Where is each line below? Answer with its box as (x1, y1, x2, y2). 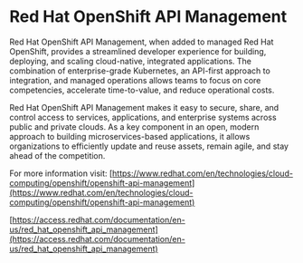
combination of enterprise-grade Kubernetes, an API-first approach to (9, 65, 271, 76)
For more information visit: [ (9, 168, 113, 179)
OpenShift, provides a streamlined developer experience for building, (9, 45, 267, 56)
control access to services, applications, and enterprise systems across (9, 112, 278, 122)
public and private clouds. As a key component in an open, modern (9, 121, 260, 132)
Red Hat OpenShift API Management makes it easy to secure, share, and (9, 102, 279, 112)
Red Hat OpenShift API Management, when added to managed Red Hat (9, 36, 274, 47)
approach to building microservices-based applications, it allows (9, 131, 251, 141)
